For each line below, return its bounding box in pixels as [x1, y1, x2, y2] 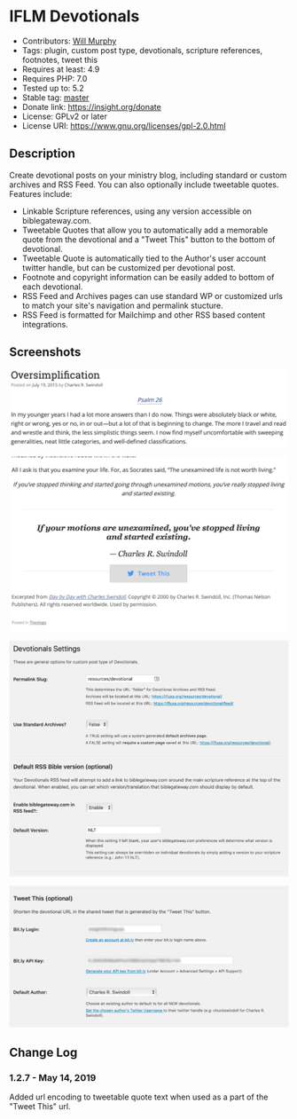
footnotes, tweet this [21, 54, 98, 65]
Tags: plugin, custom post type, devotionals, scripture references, [21, 44, 263, 55]
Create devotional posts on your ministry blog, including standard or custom [9, 169, 287, 180]
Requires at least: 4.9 [21, 64, 100, 75]
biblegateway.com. [21, 215, 91, 225]
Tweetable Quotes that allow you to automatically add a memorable [21, 225, 269, 235]
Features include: [9, 188, 73, 199]
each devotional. [21, 281, 83, 292]
